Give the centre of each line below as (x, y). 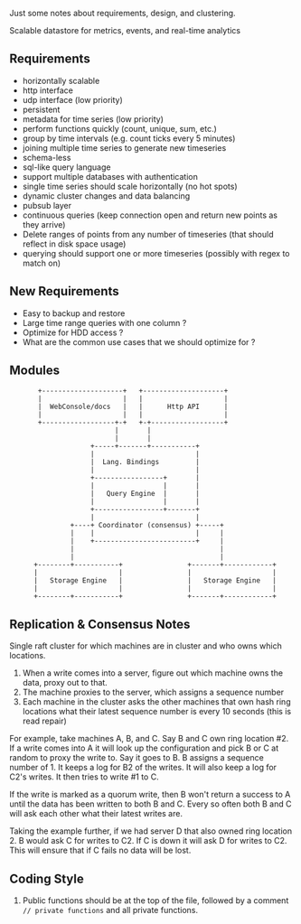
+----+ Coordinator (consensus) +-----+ (147, 526)
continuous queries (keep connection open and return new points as (150, 215)
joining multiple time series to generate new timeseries (124, 147)
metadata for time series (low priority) (93, 119)
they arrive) (44, 224)
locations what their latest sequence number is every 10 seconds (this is (157, 712)
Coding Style (47, 878)
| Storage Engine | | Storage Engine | (155, 581)
